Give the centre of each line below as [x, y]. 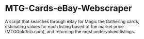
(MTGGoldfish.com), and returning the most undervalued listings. [70, 31]
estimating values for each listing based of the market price [64, 26]
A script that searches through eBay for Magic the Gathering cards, [72, 21]
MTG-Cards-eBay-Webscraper [69, 8]
